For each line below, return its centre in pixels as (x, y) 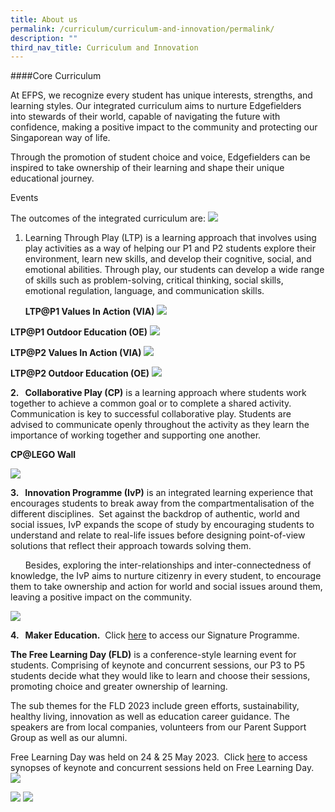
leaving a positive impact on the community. (101, 597)
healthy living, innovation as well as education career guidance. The (150, 717)
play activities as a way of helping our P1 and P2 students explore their (170, 248)
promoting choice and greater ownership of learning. (119, 687)
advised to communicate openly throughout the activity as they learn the (160, 425)
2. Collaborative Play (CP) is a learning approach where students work (158, 393)
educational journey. (52, 178)
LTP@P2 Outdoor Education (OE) (80, 373)
